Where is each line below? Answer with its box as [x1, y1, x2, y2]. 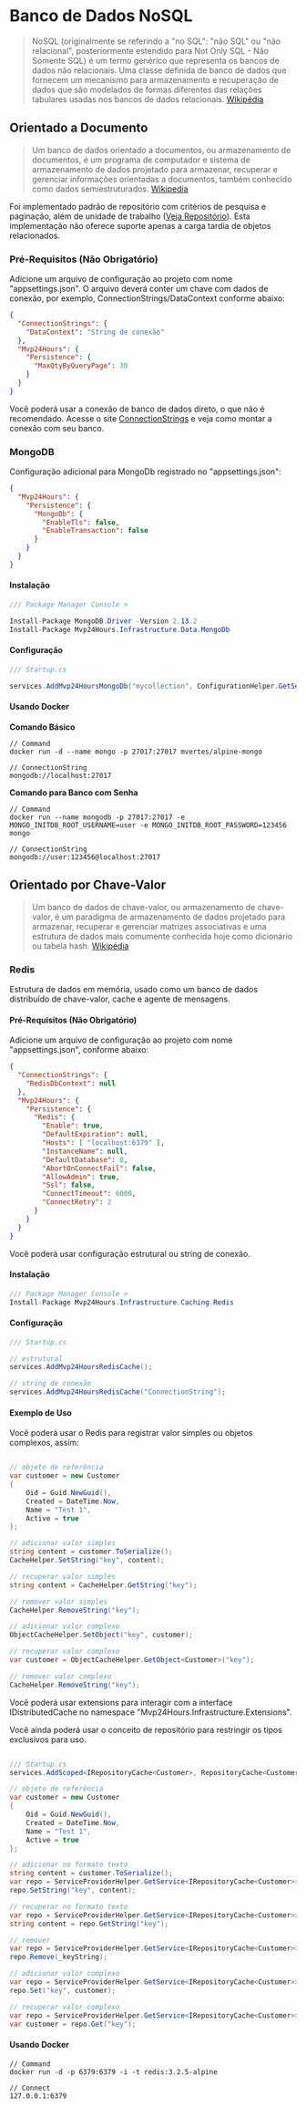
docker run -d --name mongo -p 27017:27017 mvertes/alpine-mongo [9, 747, 262, 756]
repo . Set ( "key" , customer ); [9, 1986, 117, 1995]
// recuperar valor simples [9, 1572, 117, 1581]
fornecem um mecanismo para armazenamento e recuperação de [31, 74, 280, 85]
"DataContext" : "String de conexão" [25, 327, 166, 337]
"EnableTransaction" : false [42, 526, 148, 535]
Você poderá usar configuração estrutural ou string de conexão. [9, 1248, 250, 1259]
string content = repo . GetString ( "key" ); [9, 1919, 169, 1928]
